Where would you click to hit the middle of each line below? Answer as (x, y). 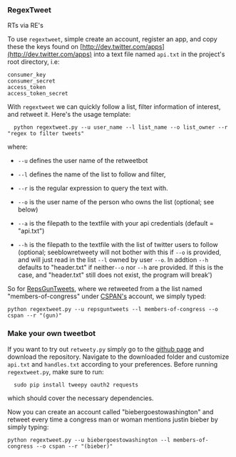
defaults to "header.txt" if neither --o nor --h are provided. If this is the (120, 268)
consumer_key (27, 75)
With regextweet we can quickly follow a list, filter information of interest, (114, 107)
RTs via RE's (26, 26)
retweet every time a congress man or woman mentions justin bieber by (113, 419)
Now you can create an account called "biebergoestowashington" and (111, 411)
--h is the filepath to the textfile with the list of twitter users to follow (118, 245)
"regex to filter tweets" (46, 134)
